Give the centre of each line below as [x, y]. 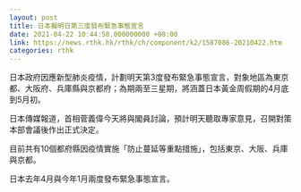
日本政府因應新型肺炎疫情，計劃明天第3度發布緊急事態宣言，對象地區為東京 [149, 78]
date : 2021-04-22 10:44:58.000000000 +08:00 [94, 34]
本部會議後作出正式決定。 [56, 129]
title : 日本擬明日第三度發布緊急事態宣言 [77, 26]
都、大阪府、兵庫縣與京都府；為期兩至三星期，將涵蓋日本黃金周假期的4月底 [149, 88]
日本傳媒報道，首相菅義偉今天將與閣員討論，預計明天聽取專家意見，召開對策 [150, 119]
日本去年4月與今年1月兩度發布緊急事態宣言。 [92, 179]
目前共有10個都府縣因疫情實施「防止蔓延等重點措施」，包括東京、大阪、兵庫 [149, 149]
